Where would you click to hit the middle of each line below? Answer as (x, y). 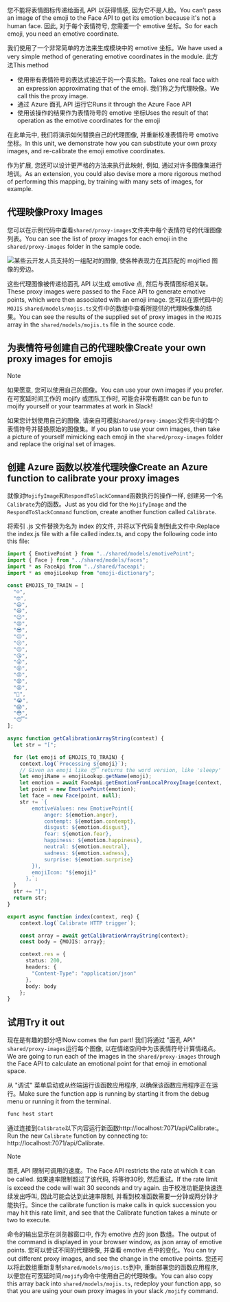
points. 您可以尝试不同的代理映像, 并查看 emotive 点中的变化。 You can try (112, 1250)
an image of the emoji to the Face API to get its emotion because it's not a (112, 18)
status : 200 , (44, 961)
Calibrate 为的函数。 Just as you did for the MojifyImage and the (97, 505)
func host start (30, 1114)
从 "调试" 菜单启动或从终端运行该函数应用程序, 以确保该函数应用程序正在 (110, 1085)
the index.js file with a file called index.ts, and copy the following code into (112, 534)
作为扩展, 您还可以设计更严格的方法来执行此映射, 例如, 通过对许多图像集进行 (114, 165)
